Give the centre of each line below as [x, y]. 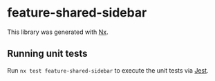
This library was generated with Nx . [58, 32]
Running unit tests [47, 54]
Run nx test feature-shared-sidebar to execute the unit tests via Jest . [108, 70]
